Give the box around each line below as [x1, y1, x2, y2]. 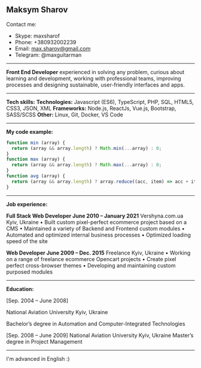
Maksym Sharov [6, 5, 68, 15]
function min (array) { [6, 140, 66, 146]
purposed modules [6, 268, 53, 275]
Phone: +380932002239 [14, 38, 77, 45]
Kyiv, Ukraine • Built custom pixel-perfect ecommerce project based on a [6, 218, 187, 226]
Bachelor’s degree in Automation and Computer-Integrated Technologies [6, 320, 185, 327]
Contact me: [6, 20, 37, 27]
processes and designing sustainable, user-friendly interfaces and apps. [6, 81, 185, 88]
